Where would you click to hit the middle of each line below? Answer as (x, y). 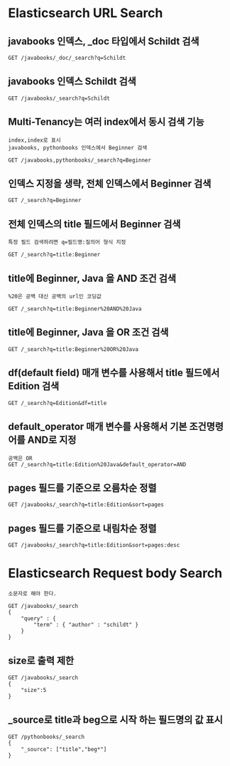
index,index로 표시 (34, 140)
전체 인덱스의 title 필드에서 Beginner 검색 (94, 224)
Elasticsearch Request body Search (115, 573)
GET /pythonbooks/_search (46, 737)
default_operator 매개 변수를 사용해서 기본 (98, 427)
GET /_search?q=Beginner (45, 201)
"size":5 (34, 690)
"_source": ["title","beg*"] (64, 749)
